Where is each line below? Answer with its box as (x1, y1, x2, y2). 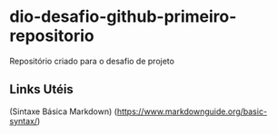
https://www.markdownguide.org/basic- (116, 106, 268, 117)
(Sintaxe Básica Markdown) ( (9, 106, 118, 117)
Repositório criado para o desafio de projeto (9, 55, 175, 66)
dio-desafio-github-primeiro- (9, 6, 237, 27)
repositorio (9, 25, 94, 46)
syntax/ (9, 115, 38, 126)
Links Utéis (9, 82, 74, 97)
